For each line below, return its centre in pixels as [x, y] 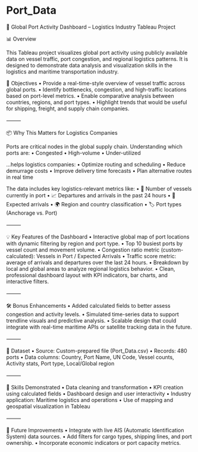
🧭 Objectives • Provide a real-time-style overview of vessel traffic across [96, 83]
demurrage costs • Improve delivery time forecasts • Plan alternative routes [99, 171]
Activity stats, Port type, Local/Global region [60, 363]
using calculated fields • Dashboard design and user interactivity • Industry [99, 394]
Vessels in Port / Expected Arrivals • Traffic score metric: [106, 256]
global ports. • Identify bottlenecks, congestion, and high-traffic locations [96, 89]
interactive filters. [28, 281]
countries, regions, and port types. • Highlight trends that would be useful [97, 102]
